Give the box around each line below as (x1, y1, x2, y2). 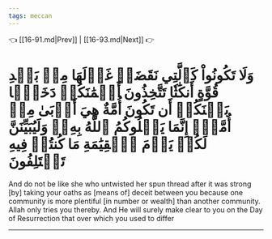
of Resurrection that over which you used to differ (8, 213, 175, 223)
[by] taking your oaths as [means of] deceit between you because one (8, 187, 244, 197)
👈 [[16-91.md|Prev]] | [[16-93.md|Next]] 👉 (8, 34, 155, 45)
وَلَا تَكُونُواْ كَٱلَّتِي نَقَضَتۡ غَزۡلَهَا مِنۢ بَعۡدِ (8, 66, 254, 84)
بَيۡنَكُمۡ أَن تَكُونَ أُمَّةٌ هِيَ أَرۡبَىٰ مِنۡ (8, 100, 229, 118)
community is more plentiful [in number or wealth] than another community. (8, 196, 261, 206)
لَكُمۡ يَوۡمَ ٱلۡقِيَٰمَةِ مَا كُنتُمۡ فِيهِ (8, 134, 208, 153)
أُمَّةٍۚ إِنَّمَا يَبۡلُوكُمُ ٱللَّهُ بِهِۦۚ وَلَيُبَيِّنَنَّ (8, 117, 232, 136)
